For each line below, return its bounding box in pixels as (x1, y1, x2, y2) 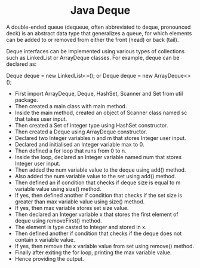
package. (14, 96, 38, 103)
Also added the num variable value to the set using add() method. (14, 172, 176, 179)
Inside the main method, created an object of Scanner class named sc (14, 109, 187, 116)
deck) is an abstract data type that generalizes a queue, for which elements (6, 29, 192, 36)
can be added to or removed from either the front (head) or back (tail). (6, 36, 179, 43)
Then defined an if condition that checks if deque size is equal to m (14, 179, 181, 186)
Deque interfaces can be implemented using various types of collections (6, 47, 185, 54)
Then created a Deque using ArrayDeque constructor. (14, 128, 147, 135)
